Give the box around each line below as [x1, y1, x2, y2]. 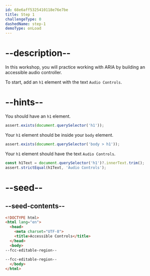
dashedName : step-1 [5, 21, 46, 27]
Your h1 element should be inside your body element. [5, 132, 114, 138]
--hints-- [5, 97, 44, 108]
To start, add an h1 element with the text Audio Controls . [5, 79, 122, 85]
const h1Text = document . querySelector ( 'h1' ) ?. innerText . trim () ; [5, 160, 145, 165]
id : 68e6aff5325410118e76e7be [5, 7, 69, 13]
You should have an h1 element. [5, 113, 71, 119]
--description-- [5, 48, 71, 59]
